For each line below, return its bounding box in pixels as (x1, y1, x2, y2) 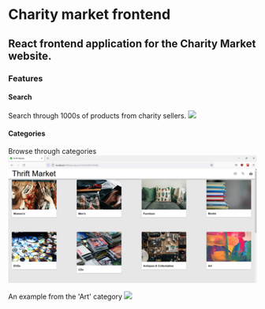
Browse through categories (8, 146, 97, 155)
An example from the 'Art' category (8, 292, 123, 301)
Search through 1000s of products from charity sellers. (8, 110, 187, 120)
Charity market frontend (8, 6, 171, 24)
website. (8, 49, 52, 62)
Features (8, 73, 43, 84)
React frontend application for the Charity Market (8, 37, 256, 50)
